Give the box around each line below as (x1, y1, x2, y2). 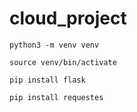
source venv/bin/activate (9, 57, 117, 67)
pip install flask (9, 75, 86, 85)
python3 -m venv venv (9, 40, 100, 50)
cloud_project (9, 7, 127, 30)
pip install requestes (9, 92, 104, 102)
